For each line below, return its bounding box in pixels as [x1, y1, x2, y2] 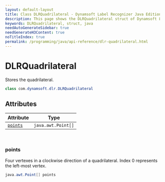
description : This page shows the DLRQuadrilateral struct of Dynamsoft [5, 16, 157, 21]
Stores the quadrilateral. [5, 77, 54, 83]
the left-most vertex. [5, 163, 47, 169]
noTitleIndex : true [5, 35, 45, 40]
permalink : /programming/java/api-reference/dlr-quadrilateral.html [5, 39, 148, 44]
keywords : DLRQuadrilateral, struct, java [5, 21, 93, 26]
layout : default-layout [5, 7, 54, 12]
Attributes [5, 99, 37, 108]
